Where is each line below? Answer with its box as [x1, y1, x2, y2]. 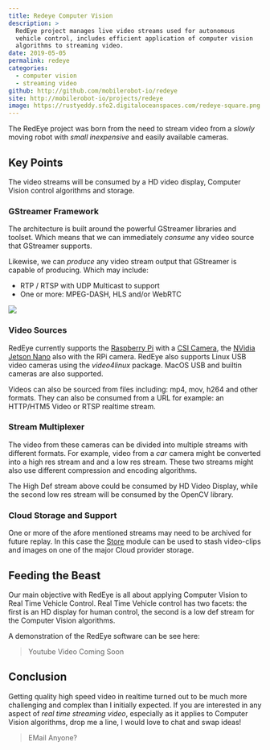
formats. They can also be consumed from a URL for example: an [8, 392, 224, 403]
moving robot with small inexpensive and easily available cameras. [8, 132, 229, 142]
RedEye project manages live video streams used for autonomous [15, 27, 235, 35]
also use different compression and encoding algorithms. [8, 465, 198, 475]
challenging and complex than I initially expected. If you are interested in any [8, 700, 262, 710]
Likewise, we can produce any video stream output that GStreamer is [8, 257, 237, 267]
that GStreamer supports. [8, 241, 92, 251]
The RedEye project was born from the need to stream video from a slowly [8, 124, 256, 134]
